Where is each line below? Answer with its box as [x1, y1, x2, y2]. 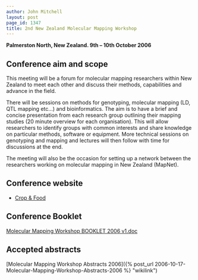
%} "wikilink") [124, 266, 158, 274]
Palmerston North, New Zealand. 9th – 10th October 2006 [6, 42, 152, 49]
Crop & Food [14, 194, 46, 201]
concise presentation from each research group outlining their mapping [6, 111, 181, 119]
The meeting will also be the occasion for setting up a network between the [6, 155, 191, 162]
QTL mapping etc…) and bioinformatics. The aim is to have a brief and [6, 105, 178, 113]
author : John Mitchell [6, 8, 62, 15]
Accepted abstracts [6, 245, 81, 255]
